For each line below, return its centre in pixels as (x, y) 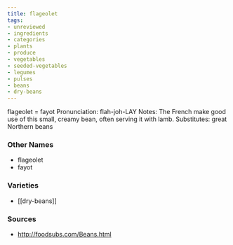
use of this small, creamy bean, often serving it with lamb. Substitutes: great (117, 119)
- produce (22, 53)
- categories (26, 40)
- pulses (20, 79)
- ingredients (28, 33)
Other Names (31, 145)
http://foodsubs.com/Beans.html (64, 234)
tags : (15, 20)
